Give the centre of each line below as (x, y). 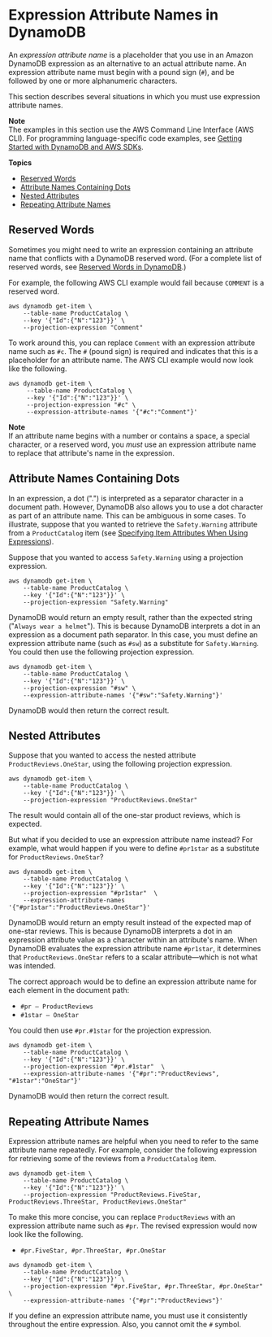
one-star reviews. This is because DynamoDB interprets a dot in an (121, 931)
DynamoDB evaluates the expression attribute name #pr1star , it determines (135, 949)
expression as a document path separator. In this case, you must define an (133, 634)
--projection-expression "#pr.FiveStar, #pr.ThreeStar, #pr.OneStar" (143, 1287)
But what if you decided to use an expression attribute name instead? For (131, 840)
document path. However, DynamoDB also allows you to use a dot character (136, 507)
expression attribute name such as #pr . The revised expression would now (133, 1226)
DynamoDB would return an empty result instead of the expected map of (130, 923)
